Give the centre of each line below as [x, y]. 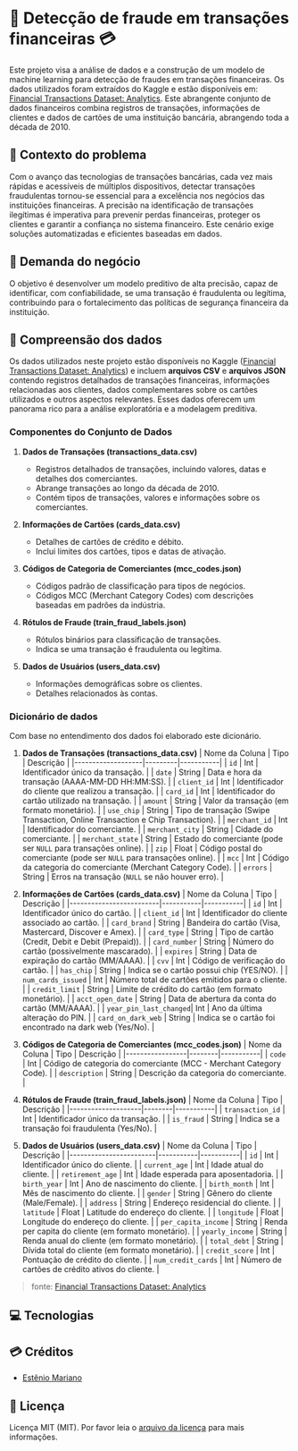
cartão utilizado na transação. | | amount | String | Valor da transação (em [155, 801]
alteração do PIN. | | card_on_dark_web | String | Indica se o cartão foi [149, 1017]
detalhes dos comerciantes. [87, 479]
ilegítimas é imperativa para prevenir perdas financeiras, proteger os [135, 215]
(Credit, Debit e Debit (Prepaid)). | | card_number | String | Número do [148, 941]
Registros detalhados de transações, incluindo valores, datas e [151, 469]
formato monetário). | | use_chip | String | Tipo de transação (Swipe [146, 810]
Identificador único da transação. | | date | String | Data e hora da [142, 772]
